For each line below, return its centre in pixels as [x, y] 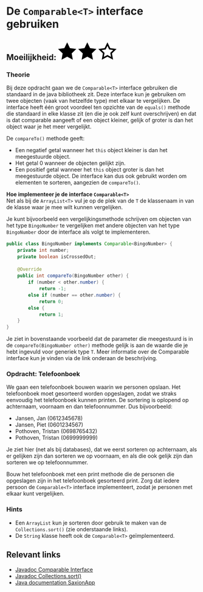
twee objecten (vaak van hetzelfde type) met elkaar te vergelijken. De [93, 100]
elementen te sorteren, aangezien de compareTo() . [78, 182]
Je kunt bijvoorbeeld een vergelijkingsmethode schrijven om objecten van [99, 219]
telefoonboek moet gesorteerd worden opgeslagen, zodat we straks [91, 394]
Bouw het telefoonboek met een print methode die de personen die [91, 474]
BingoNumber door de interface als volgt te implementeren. [78, 232]
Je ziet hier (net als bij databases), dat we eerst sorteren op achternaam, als [102, 450]
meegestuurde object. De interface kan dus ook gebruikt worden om [101, 176]
